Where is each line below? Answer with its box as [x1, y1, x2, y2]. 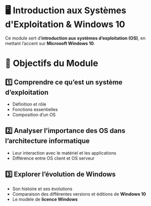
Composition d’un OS [12, 112, 56, 118]
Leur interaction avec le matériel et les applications [12, 150, 116, 156]
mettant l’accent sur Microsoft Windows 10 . [5, 40, 95, 46]
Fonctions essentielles [12, 106, 58, 112]
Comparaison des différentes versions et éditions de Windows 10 [12, 191, 146, 197]
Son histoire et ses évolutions [12, 186, 73, 192]
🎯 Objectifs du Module [5, 58, 99, 69]
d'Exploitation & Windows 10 [5, 19, 125, 30]
